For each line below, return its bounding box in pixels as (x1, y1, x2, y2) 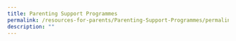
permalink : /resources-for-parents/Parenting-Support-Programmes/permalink (7, 17, 234, 24)
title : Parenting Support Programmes (7, 10, 118, 17)
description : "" (7, 23, 55, 30)
